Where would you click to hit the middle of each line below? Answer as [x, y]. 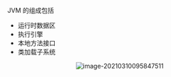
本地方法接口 [36, 43]
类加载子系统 [36, 52]
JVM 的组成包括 [31, 10]
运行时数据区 [36, 25]
